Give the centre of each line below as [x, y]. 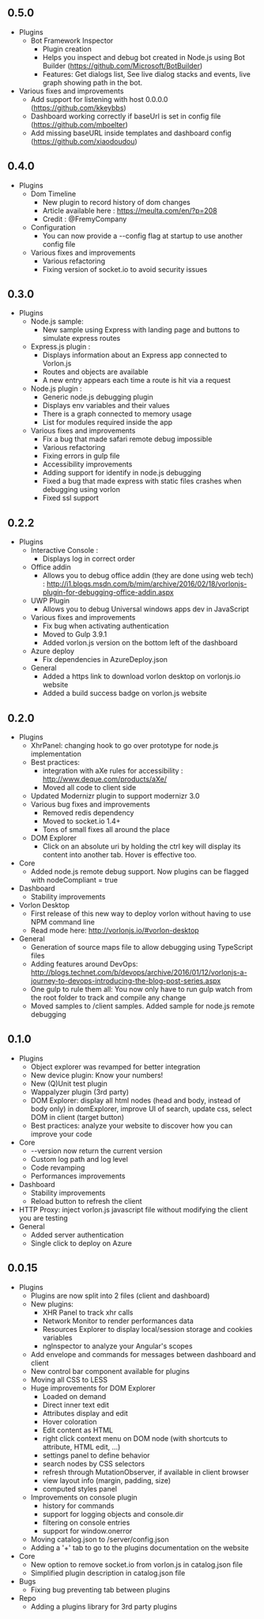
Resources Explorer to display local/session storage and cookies [147, 1329]
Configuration [53, 227]
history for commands [78, 1505]
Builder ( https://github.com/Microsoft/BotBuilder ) [123, 66]
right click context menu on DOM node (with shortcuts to [135, 1438]
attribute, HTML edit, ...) [81, 1447]
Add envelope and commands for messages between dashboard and [143, 1354]
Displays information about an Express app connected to [135, 355]
